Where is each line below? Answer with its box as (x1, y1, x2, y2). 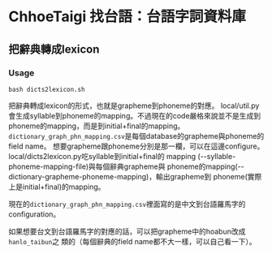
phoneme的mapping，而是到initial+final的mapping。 (8, 121, 185, 131)
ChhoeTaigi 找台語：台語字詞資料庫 (8, 7, 246, 26)
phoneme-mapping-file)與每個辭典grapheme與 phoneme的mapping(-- (8, 161, 245, 171)
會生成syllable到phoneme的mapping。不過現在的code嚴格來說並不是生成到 (8, 110, 261, 120)
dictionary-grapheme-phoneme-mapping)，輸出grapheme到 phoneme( (8, 171, 248, 181)
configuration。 (8, 209, 61, 219)
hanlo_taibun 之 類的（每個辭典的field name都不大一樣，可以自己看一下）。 (8, 236, 257, 246)
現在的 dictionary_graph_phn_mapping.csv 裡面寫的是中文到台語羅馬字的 (8, 199, 246, 209)
